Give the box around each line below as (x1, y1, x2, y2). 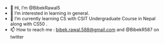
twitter (10, 34, 24, 40)
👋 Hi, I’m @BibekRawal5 (10, 5, 60, 11)
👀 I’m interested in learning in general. (10, 10, 90, 16)
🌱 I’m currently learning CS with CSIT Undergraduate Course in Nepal (10, 16, 156, 21)
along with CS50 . (10, 21, 48, 27)
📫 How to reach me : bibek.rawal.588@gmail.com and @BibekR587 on (10, 27, 159, 32)
